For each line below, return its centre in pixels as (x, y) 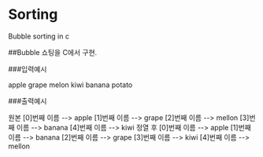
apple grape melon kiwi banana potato (70, 85)
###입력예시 (28, 69)
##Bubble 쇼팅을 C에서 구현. (53, 52)
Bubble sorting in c (39, 36)
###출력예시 (28, 100)
